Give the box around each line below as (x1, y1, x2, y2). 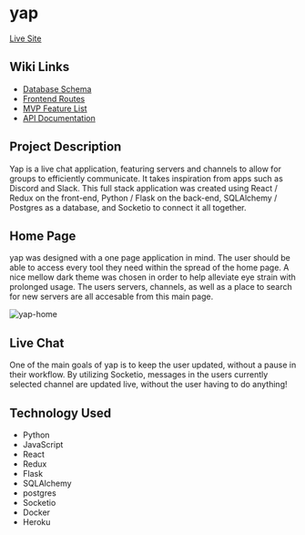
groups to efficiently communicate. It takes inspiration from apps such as (9, 172, 284, 184)
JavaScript (22, 439, 64, 449)
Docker (22, 507, 51, 518)
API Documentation (22, 112, 96, 123)
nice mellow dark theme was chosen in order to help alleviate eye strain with (9, 272, 296, 283)
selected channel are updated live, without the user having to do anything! (9, 379, 288, 390)
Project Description (9, 139, 122, 155)
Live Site (9, 33, 42, 44)
